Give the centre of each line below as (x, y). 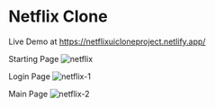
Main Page (28, 94)
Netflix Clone (58, 17)
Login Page (30, 76)
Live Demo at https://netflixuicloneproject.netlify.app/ (107, 41)
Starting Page (34, 58)
